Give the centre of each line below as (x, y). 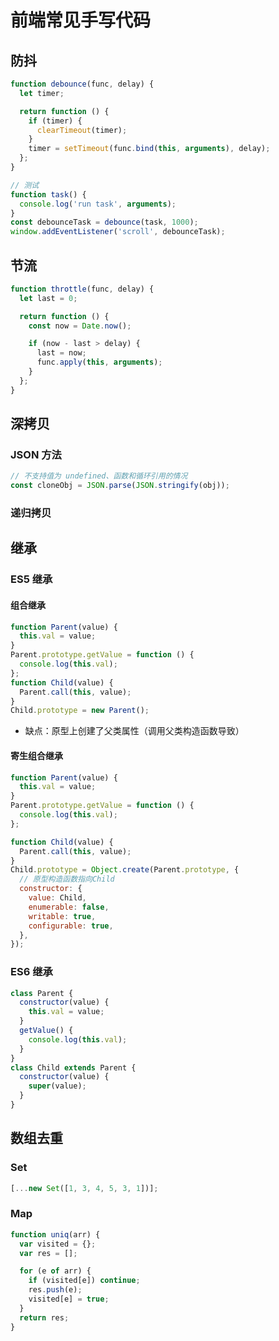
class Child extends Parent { (73, 1067)
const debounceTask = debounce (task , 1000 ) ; (104, 222)
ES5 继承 (31, 579)
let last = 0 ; (48, 298)
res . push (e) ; (55, 1290)
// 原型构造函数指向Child (67, 879)
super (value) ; (57, 1086)
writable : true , (62, 916)
